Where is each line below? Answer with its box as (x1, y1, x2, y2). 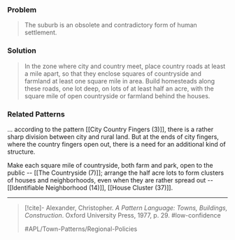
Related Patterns (7, 109, 65, 119)
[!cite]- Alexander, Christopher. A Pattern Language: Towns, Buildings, (24, 204, 228, 212)
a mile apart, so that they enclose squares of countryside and (24, 69, 201, 78)
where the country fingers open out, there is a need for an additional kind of (7, 140, 226, 148)
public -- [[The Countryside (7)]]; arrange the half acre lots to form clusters (7, 168, 225, 177)
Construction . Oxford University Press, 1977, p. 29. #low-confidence (24, 211, 222, 219)
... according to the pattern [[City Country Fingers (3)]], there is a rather (7, 125, 214, 133)
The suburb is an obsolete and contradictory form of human (24, 21, 197, 29)
